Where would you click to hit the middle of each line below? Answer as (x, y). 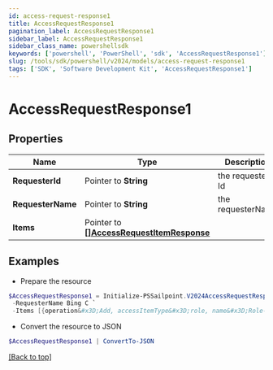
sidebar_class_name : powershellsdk (69, 46)
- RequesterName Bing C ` (54, 303)
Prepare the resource (56, 281)
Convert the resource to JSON (71, 327)
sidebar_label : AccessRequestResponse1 (76, 39)
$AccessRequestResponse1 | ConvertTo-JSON (81, 342)
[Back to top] (30, 357)
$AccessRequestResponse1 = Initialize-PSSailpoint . (97, 296)
